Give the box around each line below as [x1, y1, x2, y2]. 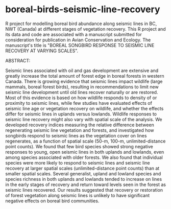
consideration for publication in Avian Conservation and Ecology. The [5, 37, 151, 43]
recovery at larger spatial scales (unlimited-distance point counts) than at [5, 165, 160, 171]
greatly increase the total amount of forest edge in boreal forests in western [5, 73, 164, 79]
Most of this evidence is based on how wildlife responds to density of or [5, 95, 157, 101]
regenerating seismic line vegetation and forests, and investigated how [5, 127, 154, 133]
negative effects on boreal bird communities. [5, 198, 100, 204]
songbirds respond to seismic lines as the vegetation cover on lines [5, 132, 147, 138]
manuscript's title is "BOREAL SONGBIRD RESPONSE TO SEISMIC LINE [5, 42, 155, 48]
